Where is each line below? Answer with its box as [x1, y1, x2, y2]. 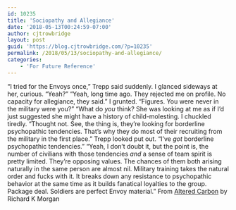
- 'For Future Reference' [20, 63, 97, 70]
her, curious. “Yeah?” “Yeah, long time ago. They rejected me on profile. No [7, 89, 226, 98]
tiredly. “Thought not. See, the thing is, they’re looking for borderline [7, 119, 206, 128]
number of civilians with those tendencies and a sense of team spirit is [7, 149, 213, 158]
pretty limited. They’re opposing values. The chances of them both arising [7, 156, 222, 166]
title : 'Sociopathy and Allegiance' [7, 17, 115, 24]
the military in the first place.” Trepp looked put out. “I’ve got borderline [7, 135, 214, 143]
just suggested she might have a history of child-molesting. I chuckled [7, 112, 211, 121]
